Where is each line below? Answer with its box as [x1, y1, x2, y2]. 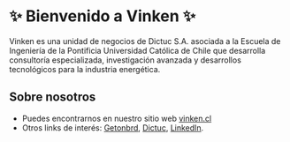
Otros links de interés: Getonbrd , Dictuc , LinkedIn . [21, 122, 204, 133]
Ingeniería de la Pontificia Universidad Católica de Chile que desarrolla [9, 45, 266, 56]
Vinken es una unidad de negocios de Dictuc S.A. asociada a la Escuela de [9, 35, 281, 46]
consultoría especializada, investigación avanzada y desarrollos [9, 55, 241, 65]
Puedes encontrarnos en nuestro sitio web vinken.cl [21, 113, 212, 123]
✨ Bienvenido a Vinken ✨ [9, 6, 196, 26]
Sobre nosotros [9, 90, 96, 105]
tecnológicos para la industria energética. [9, 64, 161, 74]
